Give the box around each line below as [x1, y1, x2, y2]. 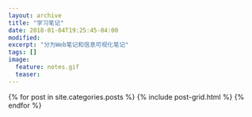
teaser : [15, 70, 41, 78]
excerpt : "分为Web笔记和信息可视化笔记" [8, 41, 129, 49]
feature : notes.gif [15, 63, 80, 71]
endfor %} [8, 100, 42, 110]
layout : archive [8, 11, 62, 20]
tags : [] [8, 48, 37, 56]
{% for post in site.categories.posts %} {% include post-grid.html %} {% [8, 92, 245, 101]
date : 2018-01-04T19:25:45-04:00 [8, 26, 119, 34]
